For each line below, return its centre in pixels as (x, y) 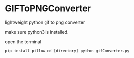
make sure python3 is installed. (37, 32)
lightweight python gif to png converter (45, 22)
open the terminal (23, 41)
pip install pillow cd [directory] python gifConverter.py (67, 51)
